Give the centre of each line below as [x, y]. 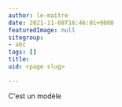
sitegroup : [26, 37]
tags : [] [22, 52]
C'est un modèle [35, 96]
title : [19, 60]
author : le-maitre [38, 15]
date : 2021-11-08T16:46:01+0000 [61, 23]
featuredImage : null [42, 30]
